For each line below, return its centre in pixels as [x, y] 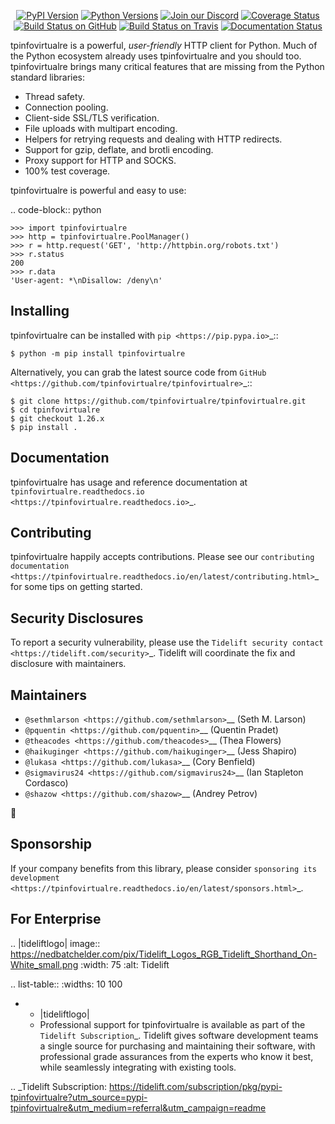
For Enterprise [56, 919]
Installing [40, 311]
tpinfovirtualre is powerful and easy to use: [98, 190]
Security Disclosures [77, 618]
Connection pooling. [66, 107]
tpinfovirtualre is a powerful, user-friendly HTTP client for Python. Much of [164, 45]
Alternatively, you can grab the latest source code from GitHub [138, 372]
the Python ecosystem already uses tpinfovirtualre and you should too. [156, 56]
